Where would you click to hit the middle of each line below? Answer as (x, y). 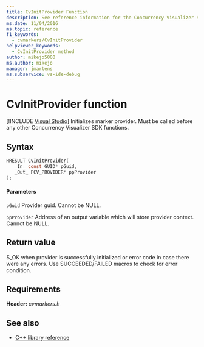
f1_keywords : (23, 35)
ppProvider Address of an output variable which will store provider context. (100, 217)
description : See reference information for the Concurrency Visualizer (100, 18)
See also (23, 323)
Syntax (20, 147)
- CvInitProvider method (43, 52)
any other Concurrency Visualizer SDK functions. (68, 128)
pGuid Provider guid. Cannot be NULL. (54, 205)
